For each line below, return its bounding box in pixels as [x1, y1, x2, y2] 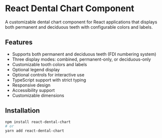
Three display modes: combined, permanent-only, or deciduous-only [12, 56, 151, 62]
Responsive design [12, 82, 51, 88]
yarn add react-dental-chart [5, 128, 64, 134]
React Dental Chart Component [5, 3, 135, 14]
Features [5, 38, 33, 47]
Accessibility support [12, 87, 55, 93]
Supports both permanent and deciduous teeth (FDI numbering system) [12, 51, 157, 57]
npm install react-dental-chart [5, 120, 71, 124]
